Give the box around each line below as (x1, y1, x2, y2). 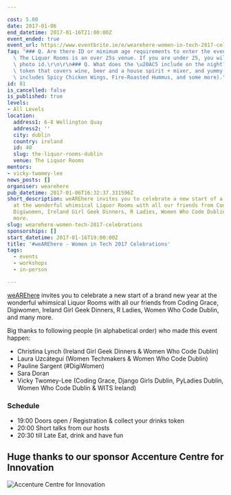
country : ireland (13, 138, 63, 145)
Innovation (7, 462, 54, 474)
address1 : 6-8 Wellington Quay (13, 119, 103, 125)
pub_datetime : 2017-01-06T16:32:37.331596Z (7, 189, 134, 196)
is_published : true (7, 93, 63, 100)
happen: (7, 334, 31, 342)
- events (13, 253, 38, 261)
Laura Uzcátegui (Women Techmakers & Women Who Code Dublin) (16, 354, 208, 363)
